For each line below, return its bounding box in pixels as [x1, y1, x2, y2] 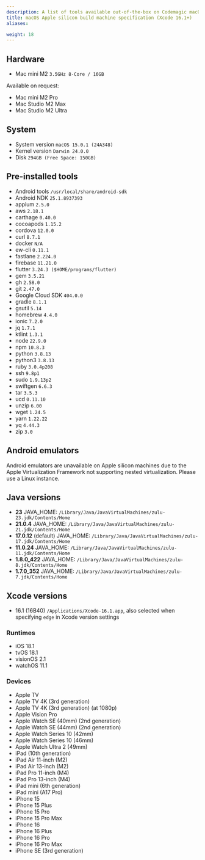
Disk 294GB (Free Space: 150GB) [15, 153, 96, 161]
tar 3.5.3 [15, 388, 38, 396]
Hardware [6, 54, 45, 64]
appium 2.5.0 [15, 200, 50, 208]
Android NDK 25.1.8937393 [15, 194, 83, 202]
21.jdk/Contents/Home [15, 527, 70, 533]
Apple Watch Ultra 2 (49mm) [15, 743, 88, 750]
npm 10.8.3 [15, 343, 45, 351]
